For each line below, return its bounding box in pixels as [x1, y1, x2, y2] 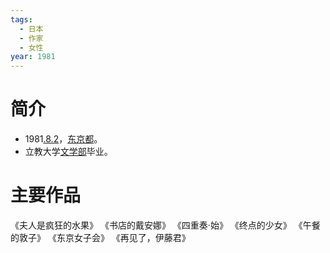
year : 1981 [10, 52, 56, 62]
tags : [10, 14, 33, 25]
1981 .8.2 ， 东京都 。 [24, 133, 103, 145]
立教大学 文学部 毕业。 [24, 146, 113, 158]
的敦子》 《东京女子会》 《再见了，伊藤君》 [10, 232, 191, 243]
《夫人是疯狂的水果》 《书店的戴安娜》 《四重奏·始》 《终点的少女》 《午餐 [10, 219, 321, 231]
